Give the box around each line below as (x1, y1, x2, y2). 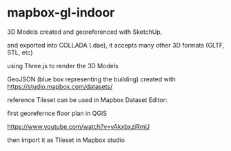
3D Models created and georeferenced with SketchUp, (7, 28, 163, 36)
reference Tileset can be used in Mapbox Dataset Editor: (7, 95, 168, 104)
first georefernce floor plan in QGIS (7, 109, 107, 117)
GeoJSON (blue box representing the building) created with (7, 74, 176, 83)
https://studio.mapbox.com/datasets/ (7, 82, 113, 90)
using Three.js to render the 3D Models (7, 61, 119, 70)
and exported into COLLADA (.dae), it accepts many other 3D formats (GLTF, (7, 41, 225, 49)
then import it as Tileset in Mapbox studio (7, 136, 125, 144)
